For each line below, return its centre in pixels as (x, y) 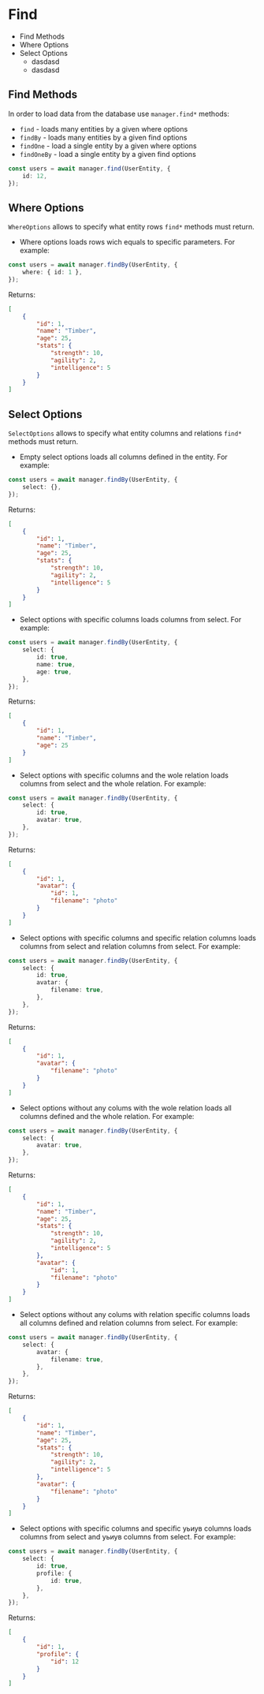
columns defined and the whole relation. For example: (107, 1116)
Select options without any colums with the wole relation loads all (126, 1108)
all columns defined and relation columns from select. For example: (128, 1323)
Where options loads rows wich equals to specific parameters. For (127, 242)
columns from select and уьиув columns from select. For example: (128, 1537)
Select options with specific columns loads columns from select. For (130, 620)
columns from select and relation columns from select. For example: (130, 946)
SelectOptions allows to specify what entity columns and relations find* (125, 433)
